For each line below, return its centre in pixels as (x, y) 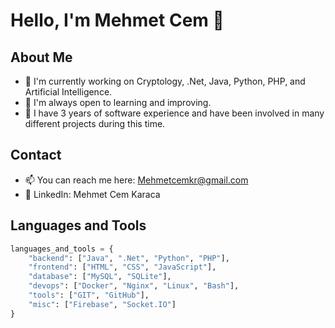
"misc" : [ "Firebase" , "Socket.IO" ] (102, 304)
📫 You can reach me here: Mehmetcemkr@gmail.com (136, 180)
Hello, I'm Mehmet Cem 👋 (117, 20)
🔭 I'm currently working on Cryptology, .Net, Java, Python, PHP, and (165, 81)
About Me (41, 57)
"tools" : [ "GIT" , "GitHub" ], (89, 295)
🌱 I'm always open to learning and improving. (118, 102)
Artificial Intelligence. (68, 92)
